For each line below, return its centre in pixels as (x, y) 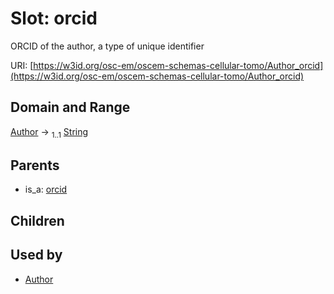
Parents (35, 165)
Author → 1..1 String (49, 132)
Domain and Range (70, 107)
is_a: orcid (46, 189)
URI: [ (22, 65)
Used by (36, 255)
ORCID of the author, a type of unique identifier (107, 46)
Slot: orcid (54, 18)
